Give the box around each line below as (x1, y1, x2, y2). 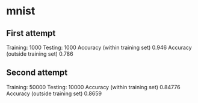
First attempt (6, 28, 56, 38)
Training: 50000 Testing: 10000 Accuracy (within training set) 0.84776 (6, 83, 181, 90)
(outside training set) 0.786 (6, 50, 73, 57)
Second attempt (6, 68, 68, 78)
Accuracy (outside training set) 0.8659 (6, 90, 102, 97)
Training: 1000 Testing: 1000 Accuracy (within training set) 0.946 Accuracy (6, 44, 192, 51)
